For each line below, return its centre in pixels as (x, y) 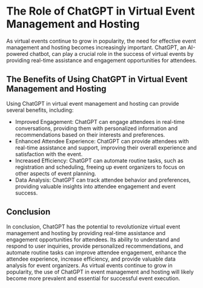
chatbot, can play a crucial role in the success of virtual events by (111, 53)
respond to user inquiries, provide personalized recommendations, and (95, 246)
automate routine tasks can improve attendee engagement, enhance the (96, 252)
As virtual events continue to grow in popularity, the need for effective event (101, 41)
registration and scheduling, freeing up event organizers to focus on (100, 167)
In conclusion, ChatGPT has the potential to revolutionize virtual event (93, 227)
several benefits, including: (40, 110)
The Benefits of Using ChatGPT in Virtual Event (97, 79)
